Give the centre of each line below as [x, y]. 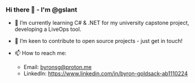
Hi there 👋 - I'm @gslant [41, 10]
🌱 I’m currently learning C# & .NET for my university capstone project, [102, 23]
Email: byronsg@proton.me [57, 67]
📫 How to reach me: [40, 53]
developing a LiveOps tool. [48, 29]
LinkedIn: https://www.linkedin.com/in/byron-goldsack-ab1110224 [106, 74]
